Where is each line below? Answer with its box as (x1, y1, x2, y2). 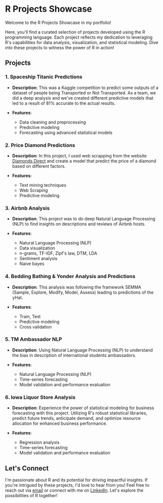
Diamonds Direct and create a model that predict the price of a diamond (12, 158, 157, 164)
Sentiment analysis (19, 256, 57, 262)
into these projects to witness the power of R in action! (5, 44, 114, 50)
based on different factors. (12, 163, 66, 169)
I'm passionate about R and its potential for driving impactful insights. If (5, 477, 148, 482)
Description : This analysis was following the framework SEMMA (12, 284, 142, 290)
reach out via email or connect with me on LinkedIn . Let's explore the (5, 487, 144, 493)
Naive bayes (19, 261, 45, 267)
